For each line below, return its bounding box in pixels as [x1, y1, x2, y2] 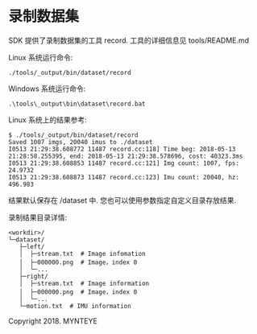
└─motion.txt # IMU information [19, 302, 131, 310]
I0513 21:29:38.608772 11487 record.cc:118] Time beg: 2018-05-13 [8, 145, 236, 153]
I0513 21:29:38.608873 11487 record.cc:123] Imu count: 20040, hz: [8, 173, 240, 181]
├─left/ [19, 242, 45, 250]
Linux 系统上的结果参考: [8, 114, 87, 125]
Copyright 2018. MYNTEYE [8, 315, 98, 326]
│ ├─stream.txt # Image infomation [19, 249, 147, 258]
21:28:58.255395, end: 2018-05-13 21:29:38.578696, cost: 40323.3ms [8, 152, 243, 160]
